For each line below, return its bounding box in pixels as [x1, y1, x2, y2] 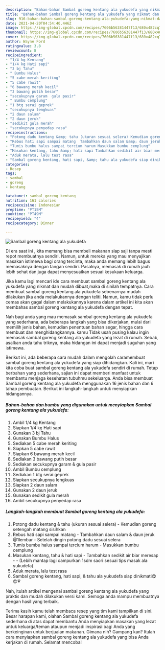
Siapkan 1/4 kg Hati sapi [12, 424, 62, 431]
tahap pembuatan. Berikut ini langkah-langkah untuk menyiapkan [5, 385, 137, 392]
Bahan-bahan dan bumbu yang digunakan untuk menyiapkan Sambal [5, 402, 152, 408]
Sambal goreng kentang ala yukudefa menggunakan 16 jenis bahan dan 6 [5, 380, 154, 386]
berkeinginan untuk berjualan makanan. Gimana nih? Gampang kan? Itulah [5, 628, 156, 634]
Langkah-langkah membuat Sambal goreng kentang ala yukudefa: [5, 509, 145, 514]
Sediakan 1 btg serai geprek [12, 471, 69, 477]
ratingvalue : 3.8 [5, 44, 41, 48]
